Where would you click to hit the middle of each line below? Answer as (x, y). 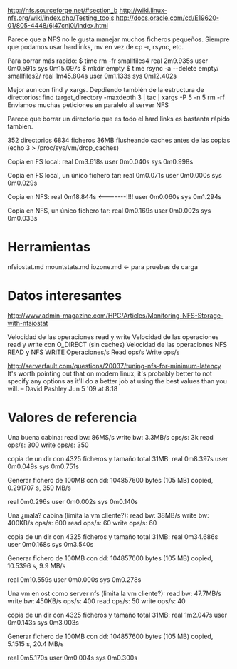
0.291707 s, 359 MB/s (39, 488)
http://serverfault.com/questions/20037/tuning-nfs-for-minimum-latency (115, 366)
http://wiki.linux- (143, 10)
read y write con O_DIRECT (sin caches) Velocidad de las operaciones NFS (117, 344)
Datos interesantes (65, 296)
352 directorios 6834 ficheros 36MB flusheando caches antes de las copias (119, 140)
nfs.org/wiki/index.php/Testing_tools (61, 18)
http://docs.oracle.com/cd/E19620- (167, 18)
